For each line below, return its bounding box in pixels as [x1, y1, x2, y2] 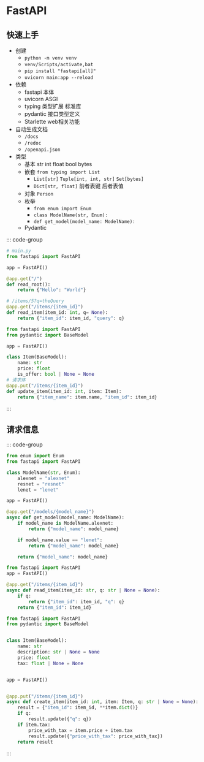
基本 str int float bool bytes [24, 161, 93, 167]
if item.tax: [17, 722, 51, 728]
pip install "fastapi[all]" [24, 68, 96, 74]
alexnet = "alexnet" [17, 475, 70, 481]
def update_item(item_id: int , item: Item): [6, 388, 122, 394]
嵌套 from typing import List [24, 168, 100, 175]
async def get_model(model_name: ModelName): [6, 514, 124, 521]
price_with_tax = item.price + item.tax [28, 727, 133, 733]
